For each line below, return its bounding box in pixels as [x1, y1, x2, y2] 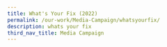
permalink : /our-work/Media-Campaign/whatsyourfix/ [7, 17, 160, 23]
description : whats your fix [7, 23, 92, 30]
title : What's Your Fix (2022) [7, 10, 98, 17]
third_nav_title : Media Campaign [7, 29, 104, 37]
